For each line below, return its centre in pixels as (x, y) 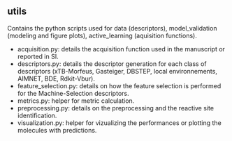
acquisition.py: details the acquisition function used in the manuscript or (121, 49)
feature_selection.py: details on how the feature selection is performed (119, 85)
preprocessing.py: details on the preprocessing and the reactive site (116, 108)
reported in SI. (38, 56)
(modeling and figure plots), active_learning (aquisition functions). (102, 35)
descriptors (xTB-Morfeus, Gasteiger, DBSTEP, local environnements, (117, 71)
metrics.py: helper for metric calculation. (76, 101)
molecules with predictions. (57, 130)
